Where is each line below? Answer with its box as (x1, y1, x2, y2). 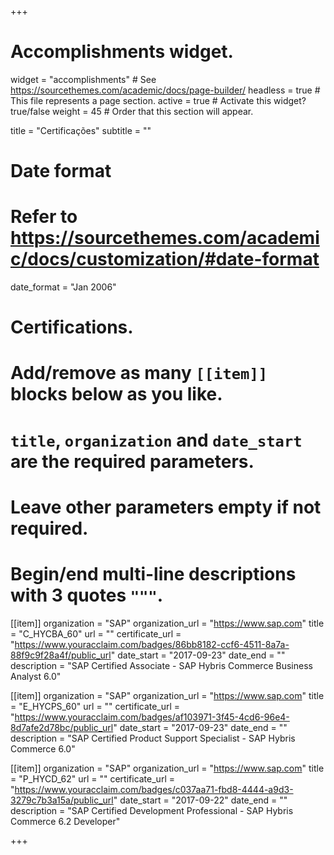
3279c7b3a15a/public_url (10, 794, 114, 806)
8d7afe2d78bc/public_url (10, 721, 114, 733)
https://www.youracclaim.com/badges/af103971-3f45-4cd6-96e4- (14, 711, 290, 723)
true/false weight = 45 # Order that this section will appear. (10, 105, 254, 117)
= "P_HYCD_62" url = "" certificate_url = (10, 772, 175, 785)
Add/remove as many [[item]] (10, 362, 268, 385)
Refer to (10, 206, 78, 228)
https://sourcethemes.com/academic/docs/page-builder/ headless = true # (10, 84, 321, 96)
